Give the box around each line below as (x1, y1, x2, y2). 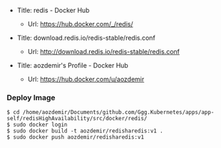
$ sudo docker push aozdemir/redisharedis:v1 (6, 134, 144, 141)
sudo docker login (13, 121, 68, 129)
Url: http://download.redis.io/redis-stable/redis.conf (27, 48, 180, 55)
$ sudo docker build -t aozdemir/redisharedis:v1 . (6, 127, 163, 134)
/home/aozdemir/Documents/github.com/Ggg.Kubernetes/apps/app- (22, 109, 215, 116)
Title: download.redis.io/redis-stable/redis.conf (16, 33, 156, 42)
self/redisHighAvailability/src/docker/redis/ (6, 115, 148, 122)
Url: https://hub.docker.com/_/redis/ (27, 20, 133, 28)
